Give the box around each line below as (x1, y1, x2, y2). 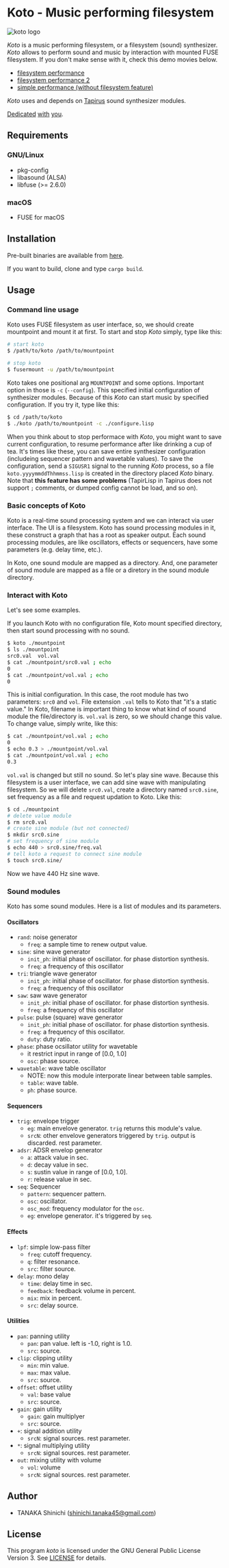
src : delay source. (27, 1301, 79, 1309)
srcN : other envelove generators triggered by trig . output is (27, 1132, 196, 1140)
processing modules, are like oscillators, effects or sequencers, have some (7, 538, 218, 546)
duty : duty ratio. (27, 1035, 72, 1043)
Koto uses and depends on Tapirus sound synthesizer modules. (7, 96, 187, 104)
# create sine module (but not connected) (7, 825, 130, 832)
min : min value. (27, 1361, 70, 1369)
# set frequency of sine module (7, 838, 99, 845)
